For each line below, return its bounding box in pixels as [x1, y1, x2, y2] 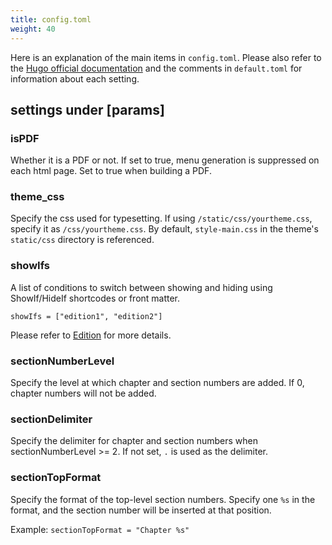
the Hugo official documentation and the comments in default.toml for [10, 62, 303, 74]
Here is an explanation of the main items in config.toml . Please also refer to [10, 51, 322, 63]
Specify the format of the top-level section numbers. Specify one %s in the [10, 493, 316, 505]
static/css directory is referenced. [10, 234, 155, 246]
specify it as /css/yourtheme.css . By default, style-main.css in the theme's [10, 223, 319, 235]
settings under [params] [10, 101, 165, 118]
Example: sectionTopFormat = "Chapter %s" [10, 523, 190, 535]
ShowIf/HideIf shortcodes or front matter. [10, 292, 181, 304]
